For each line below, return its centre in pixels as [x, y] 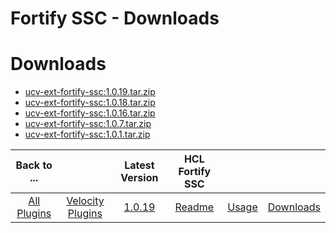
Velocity [85, 201]
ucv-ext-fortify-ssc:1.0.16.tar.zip [90, 113]
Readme [194, 207]
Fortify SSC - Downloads [115, 18]
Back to [34, 165]
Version [139, 178]
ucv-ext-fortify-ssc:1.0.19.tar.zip [90, 92]
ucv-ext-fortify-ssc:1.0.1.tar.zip [87, 134]
